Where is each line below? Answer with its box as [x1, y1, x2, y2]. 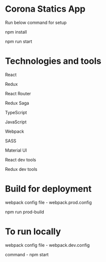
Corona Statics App [5, 3, 86, 15]
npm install [5, 29, 27, 35]
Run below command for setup [5, 20, 67, 25]
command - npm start [5, 251, 49, 257]
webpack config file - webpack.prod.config [5, 199, 92, 205]
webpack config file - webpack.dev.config [5, 242, 90, 248]
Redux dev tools [5, 166, 37, 172]
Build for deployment [5, 183, 92, 195]
